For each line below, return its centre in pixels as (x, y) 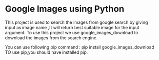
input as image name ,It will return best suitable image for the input (72, 27)
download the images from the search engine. (51, 38)
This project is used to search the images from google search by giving (77, 22)
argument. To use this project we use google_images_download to (71, 32)
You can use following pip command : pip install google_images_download (80, 47)
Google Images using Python (65, 9)
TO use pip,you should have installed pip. (47, 52)
